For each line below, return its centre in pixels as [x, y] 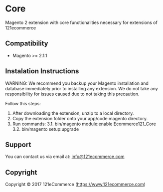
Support [18, 144]
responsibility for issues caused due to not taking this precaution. [72, 94]
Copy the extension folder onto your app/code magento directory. [80, 118]
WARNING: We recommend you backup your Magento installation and [77, 83]
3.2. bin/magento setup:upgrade [46, 129]
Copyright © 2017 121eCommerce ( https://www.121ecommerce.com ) [76, 185]
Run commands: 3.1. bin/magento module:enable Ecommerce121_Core [84, 124]
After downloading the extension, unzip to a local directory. [73, 113]
